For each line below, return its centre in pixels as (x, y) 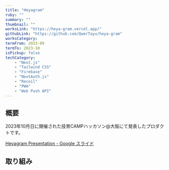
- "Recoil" (26, 81)
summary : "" (18, 19)
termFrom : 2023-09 (25, 44)
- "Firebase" (28, 72)
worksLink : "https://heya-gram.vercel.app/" (54, 29)
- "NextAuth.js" (32, 77)
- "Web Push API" (33, 91)
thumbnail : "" (20, 24)
